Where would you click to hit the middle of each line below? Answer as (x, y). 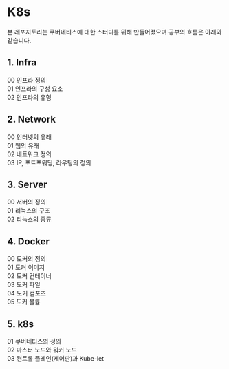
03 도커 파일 (24, 285)
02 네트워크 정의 (29, 154)
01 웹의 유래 (23, 145)
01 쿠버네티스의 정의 (34, 341)
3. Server (27, 184)
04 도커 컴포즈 (27, 293)
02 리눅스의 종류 (29, 219)
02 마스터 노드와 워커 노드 (42, 350)
